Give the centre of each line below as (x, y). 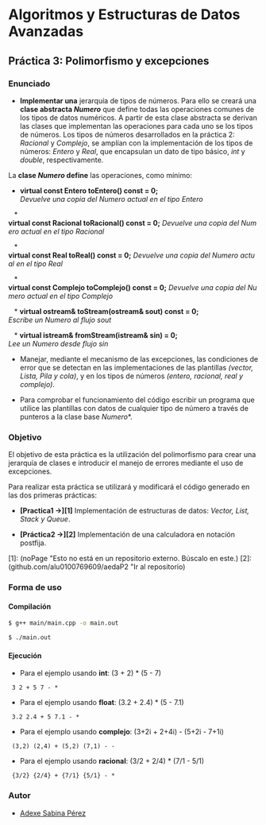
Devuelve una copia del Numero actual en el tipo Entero (112, 199)
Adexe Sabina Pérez (52, 813)
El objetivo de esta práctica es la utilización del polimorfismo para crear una (132, 455)
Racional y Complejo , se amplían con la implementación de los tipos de (136, 143)
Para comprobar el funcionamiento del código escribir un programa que (137, 400)
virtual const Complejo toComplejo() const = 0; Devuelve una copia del (127, 287)
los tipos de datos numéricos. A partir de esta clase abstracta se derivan (139, 118)
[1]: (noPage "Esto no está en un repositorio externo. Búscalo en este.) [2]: (130, 559)
